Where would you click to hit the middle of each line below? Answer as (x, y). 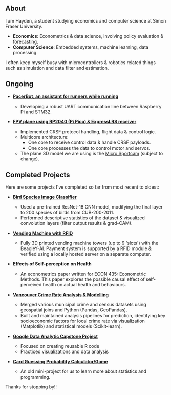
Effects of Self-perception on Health (52, 264)
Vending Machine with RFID (43, 233)
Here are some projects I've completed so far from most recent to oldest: (82, 187)
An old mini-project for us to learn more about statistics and (83, 371)
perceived (31, 285)
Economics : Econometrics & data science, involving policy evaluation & (88, 36)
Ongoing (19, 84)
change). (30, 159)
